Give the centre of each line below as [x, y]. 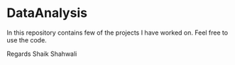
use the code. [27, 40]
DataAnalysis [47, 13]
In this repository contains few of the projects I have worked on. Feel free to [117, 32]
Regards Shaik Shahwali [42, 54]
